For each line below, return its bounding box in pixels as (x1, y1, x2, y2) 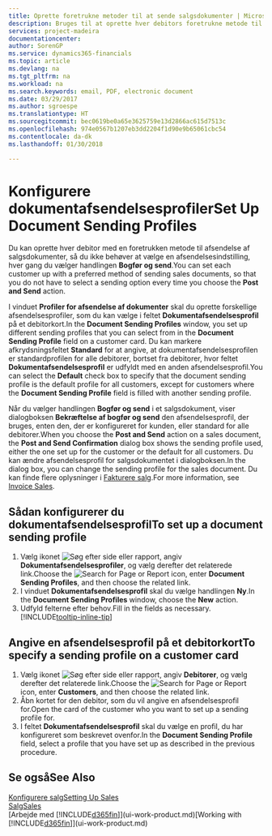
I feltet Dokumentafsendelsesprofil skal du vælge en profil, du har (19, 722, 244, 731)
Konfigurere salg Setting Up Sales (8, 792, 119, 802)
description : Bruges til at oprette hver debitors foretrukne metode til (8, 19, 263, 28)
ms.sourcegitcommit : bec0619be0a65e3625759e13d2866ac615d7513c (8, 118, 227, 126)
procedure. (19, 748, 58, 757)
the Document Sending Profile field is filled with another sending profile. (8, 388, 252, 398)
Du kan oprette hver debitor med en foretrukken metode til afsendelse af (8, 243, 250, 253)
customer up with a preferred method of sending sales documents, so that (8, 269, 257, 279)
